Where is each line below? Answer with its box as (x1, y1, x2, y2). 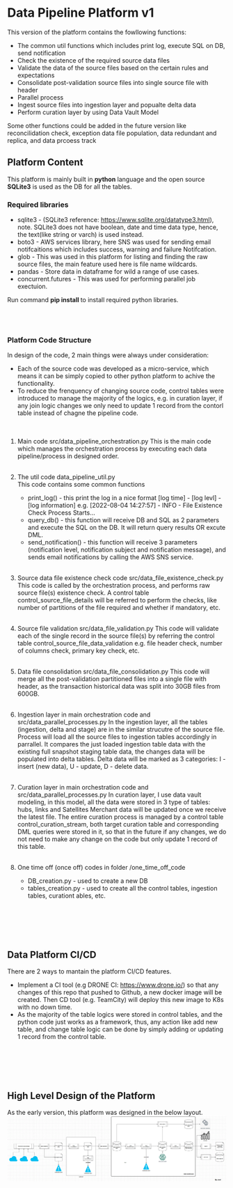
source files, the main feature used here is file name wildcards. (17, 260, 198, 269)
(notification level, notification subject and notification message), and (27, 545, 226, 554)
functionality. (17, 380, 55, 388)
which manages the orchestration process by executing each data (17, 444, 207, 453)
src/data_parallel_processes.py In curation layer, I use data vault (17, 790, 202, 799)
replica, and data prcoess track (7, 136, 97, 144)
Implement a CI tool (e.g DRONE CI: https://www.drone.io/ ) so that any (17, 980, 219, 990)
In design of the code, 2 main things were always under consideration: (7, 351, 209, 359)
